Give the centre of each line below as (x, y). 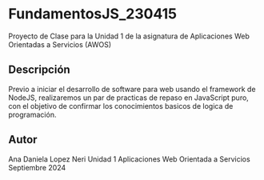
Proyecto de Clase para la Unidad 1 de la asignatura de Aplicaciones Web (129, 36)
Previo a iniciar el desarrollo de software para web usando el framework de (132, 89)
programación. (32, 114)
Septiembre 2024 (37, 167)
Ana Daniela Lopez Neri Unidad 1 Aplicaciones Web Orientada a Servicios (129, 159)
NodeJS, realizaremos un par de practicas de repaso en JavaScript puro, (129, 98)
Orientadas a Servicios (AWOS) (60, 44)
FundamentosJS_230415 (93, 14)
